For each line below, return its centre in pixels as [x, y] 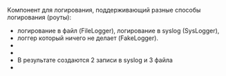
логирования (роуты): [39, 17]
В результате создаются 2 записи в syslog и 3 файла [95, 60]
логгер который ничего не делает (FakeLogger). [88, 38]
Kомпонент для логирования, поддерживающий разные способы [104, 10]
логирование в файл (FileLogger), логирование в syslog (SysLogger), [118, 31]
